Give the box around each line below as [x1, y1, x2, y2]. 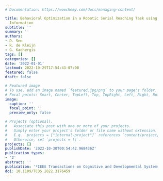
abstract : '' [5, 160, 32, 165]
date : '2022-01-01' [5, 61, 45, 66]
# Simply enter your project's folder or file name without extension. [5, 128, 158, 133]
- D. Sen [5, 38, 23, 44]
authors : [5, 34, 23, 39]
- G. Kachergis [5, 47, 36, 52]
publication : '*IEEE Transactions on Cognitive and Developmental [5, 164, 142, 169]
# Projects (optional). [5, 119, 53, 124]
